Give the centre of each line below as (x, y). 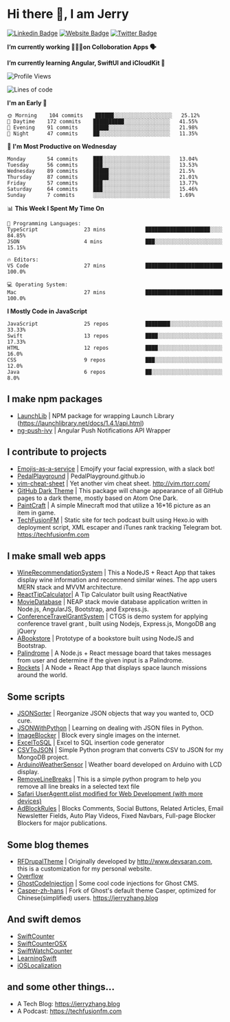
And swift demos (44, 920)
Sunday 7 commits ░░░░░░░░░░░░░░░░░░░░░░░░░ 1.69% (101, 195)
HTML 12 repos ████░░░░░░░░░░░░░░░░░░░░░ (115, 348)
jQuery (26, 631)
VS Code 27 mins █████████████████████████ (115, 265)
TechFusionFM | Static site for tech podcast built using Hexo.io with (113, 520)
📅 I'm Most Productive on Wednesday (62, 146)
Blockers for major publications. (62, 823)
